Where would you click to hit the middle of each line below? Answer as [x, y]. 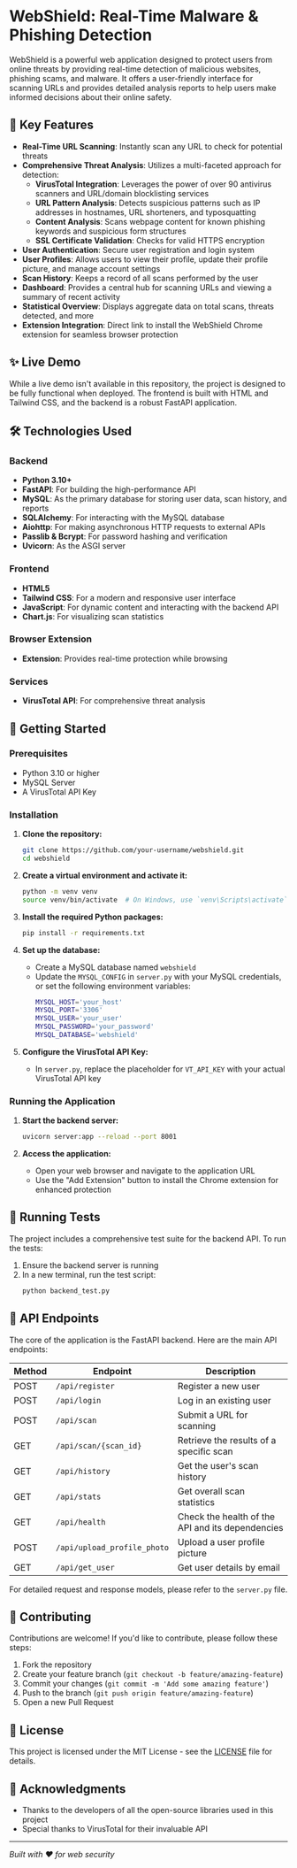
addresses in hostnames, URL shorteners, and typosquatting [145, 212]
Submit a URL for [213, 1415]
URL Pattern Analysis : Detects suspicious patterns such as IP [148, 203]
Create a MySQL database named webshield [115, 967]
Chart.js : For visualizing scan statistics [93, 616]
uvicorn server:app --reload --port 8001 [99, 1137]
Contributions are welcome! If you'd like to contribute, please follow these [144, 1638]
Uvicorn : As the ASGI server [74, 546]
